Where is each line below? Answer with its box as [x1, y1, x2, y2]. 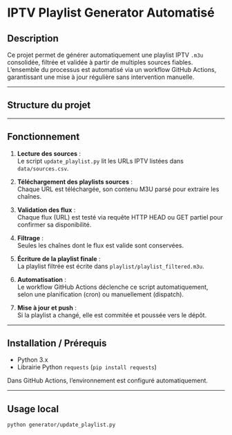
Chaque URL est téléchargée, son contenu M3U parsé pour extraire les [17, 185, 220, 193]
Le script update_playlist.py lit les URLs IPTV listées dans [17, 157, 184, 165]
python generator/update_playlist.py [7, 421, 116, 429]
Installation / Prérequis [7, 337, 107, 349]
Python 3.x [17, 355, 48, 364]
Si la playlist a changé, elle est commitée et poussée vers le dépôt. [17, 310, 207, 319]
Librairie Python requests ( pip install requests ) [17, 363, 157, 371]
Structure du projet [7, 99, 91, 112]
